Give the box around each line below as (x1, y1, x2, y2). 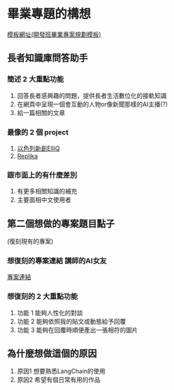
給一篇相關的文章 (16, 108, 66, 117)
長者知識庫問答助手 (7, 52, 88, 64)
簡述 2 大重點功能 (7, 75, 64, 84)
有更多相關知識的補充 (16, 187, 77, 195)
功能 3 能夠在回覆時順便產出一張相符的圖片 (16, 326, 139, 334)
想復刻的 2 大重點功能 (7, 292, 78, 302)
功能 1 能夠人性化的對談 (16, 308, 83, 317)
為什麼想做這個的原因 (7, 348, 97, 360)
